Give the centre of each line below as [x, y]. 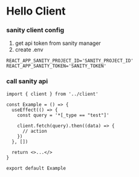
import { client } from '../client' [52, 94]
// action [34, 131]
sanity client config [35, 30]
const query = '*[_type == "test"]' [63, 115]
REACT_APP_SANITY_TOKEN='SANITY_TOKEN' [57, 66]
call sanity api [27, 81]
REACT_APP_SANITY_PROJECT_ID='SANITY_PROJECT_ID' [70, 61]
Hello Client [36, 11]
